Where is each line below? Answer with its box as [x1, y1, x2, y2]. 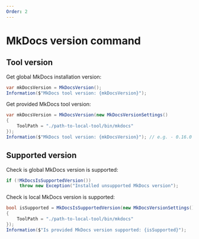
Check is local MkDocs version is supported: [6, 194, 115, 201]
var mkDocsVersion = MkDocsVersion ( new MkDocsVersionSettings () [6, 112, 168, 118]
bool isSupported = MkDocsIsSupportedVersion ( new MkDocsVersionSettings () [6, 205, 195, 211]
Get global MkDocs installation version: [6, 73, 102, 80]
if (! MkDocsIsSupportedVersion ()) [6, 178, 92, 184]
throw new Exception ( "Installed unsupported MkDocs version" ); [19, 183, 179, 189]
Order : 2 [6, 8, 28, 15]
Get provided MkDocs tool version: [6, 101, 91, 108]
